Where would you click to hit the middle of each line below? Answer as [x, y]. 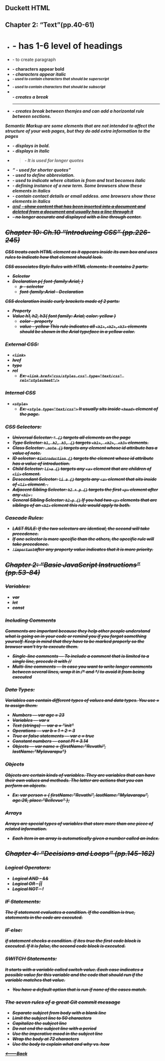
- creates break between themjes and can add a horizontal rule [78, 111]
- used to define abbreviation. [43, 175]
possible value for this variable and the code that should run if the [74, 975]
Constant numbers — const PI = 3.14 [50, 741]
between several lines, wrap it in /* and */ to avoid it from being [78, 672]
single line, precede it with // [42, 662]
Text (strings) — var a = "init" [43, 725]
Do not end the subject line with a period [54, 1028]
